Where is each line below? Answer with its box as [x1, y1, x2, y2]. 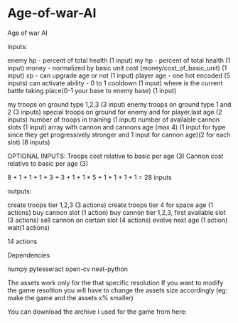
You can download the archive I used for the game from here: [7, 307, 187, 316]
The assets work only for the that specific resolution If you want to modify [7, 278, 224, 287]
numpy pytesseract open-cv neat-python [7, 265, 128, 273]
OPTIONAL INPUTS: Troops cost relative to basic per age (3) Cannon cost [7, 152, 224, 160]
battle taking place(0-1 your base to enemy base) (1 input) [7, 86, 177, 95]
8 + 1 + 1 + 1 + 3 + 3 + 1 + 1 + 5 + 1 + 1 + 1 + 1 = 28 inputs [7, 173, 172, 181]
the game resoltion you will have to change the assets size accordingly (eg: [7, 286, 228, 295]
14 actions [7, 237, 38, 245]
